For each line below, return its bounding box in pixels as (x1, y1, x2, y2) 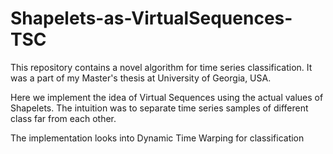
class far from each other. (10, 112, 117, 124)
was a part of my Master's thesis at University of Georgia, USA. (10, 72, 272, 84)
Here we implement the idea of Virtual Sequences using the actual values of (10, 91, 324, 103)
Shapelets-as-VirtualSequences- (10, 7, 293, 30)
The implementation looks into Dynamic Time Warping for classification (10, 132, 305, 144)
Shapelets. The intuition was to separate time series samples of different (10, 102, 309, 114)
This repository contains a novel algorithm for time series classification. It (10, 61, 313, 73)
